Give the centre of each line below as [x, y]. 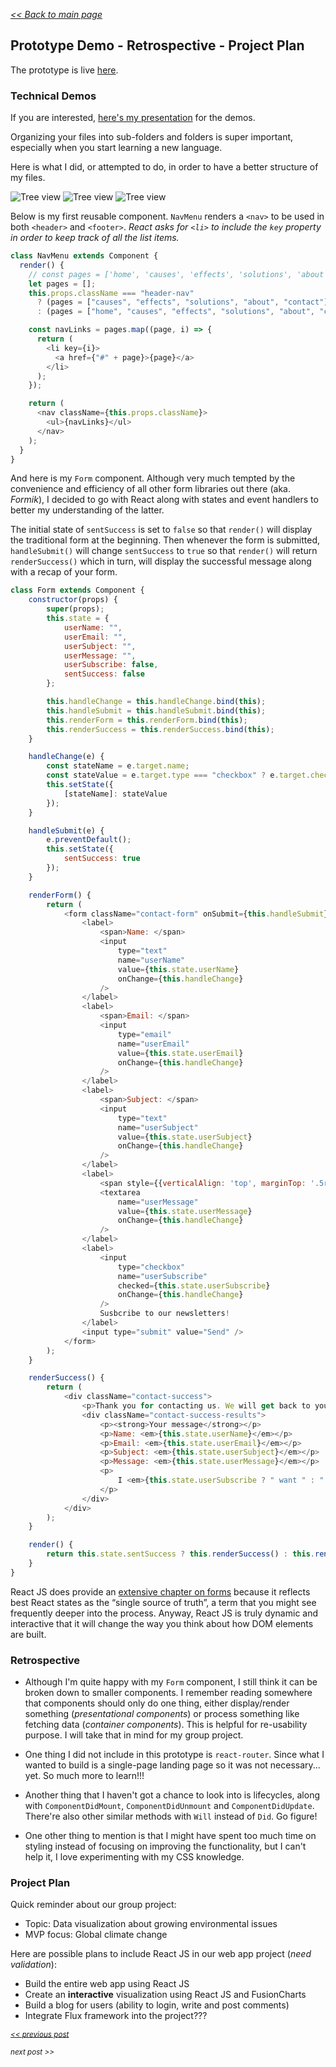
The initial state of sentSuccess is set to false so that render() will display [161, 530]
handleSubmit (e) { [66, 830]
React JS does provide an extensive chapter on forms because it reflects [160, 1591]
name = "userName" [151, 960]
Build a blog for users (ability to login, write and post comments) [157, 2005]
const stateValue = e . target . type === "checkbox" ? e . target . [178, 775]
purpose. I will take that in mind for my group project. [134, 1735]
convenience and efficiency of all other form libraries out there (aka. [151, 489]
